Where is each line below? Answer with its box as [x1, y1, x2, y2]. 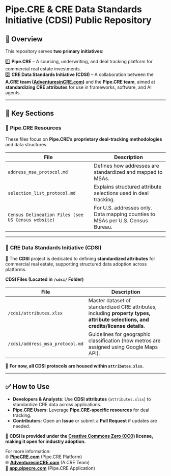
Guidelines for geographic [88, 330, 151, 337]
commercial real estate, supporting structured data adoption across [5, 261, 147, 267]
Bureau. [94, 223, 113, 230]
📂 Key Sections [5, 109, 54, 118]
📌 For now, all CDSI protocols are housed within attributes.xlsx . [5, 363, 144, 369]
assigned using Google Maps [88, 343, 158, 350]
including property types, [88, 309, 151, 316]
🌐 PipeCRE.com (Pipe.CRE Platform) [5, 454, 82, 460]
